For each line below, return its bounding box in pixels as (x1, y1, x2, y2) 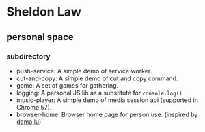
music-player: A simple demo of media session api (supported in (16, 96, 199, 104)
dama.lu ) (16, 117, 42, 126)
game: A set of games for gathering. (16, 81, 119, 89)
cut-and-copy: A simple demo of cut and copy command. (16, 74, 178, 82)
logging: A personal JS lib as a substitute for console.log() (16, 88, 182, 97)
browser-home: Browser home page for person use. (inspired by (16, 110, 198, 118)
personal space (6, 31, 74, 43)
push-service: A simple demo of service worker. (16, 67, 152, 75)
